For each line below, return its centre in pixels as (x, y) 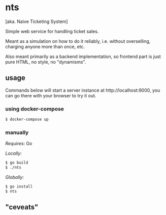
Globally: (15, 177)
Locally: (13, 153)
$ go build (17, 163)
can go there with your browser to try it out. (51, 95)
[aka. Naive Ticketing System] (37, 21)
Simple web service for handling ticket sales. (52, 31)
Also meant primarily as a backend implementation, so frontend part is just (83, 56)
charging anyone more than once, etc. (45, 46)
